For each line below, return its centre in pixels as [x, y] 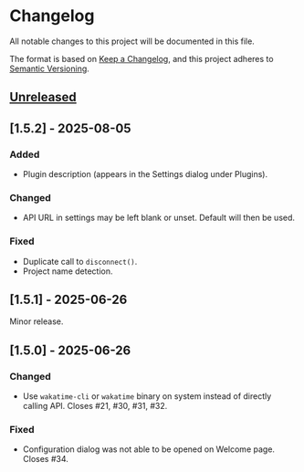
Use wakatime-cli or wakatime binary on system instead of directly [147, 396]
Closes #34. [45, 459]
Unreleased [43, 97]
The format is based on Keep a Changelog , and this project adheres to [142, 58]
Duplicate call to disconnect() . [80, 261]
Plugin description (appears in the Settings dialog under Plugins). [145, 174]
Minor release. [37, 321]
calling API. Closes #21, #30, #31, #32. [95, 406]
